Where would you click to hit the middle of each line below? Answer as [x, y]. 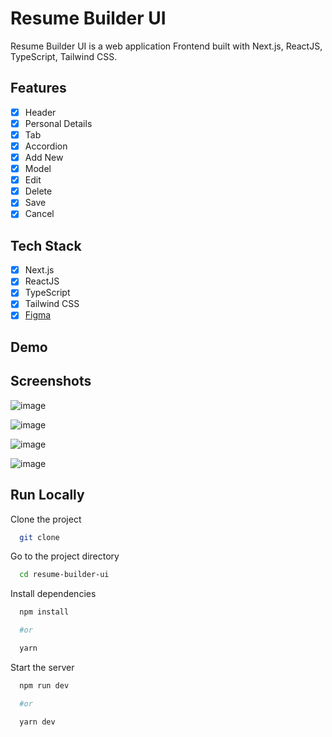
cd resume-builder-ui [64, 575]
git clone [39, 537]
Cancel [39, 214]
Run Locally [47, 495]
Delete [38, 191]
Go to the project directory [65, 556]
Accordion [46, 146]
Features [38, 88]
